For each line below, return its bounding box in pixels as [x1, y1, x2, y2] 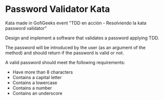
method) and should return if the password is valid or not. [5, 50, 124, 56]
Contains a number [12, 85, 52, 91]
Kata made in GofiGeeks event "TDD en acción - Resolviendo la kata [5, 20, 147, 26]
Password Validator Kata [5, 3, 110, 15]
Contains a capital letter [12, 74, 62, 80]
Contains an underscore [12, 90, 63, 96]
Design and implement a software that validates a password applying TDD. [5, 35, 159, 41]
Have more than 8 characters [12, 69, 73, 75]
